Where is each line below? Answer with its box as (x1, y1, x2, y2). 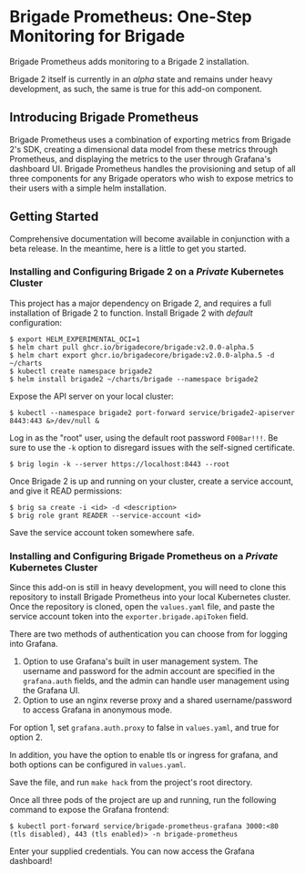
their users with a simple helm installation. (9, 182, 167, 193)
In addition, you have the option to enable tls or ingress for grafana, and (9, 750, 279, 761)
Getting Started (9, 209, 99, 224)
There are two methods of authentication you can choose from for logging (9, 629, 289, 640)
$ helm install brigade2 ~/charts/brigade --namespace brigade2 (9, 374, 259, 384)
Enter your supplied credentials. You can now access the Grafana (9, 846, 255, 857)
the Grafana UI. (22, 685, 80, 696)
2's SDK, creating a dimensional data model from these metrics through (9, 143, 279, 154)
